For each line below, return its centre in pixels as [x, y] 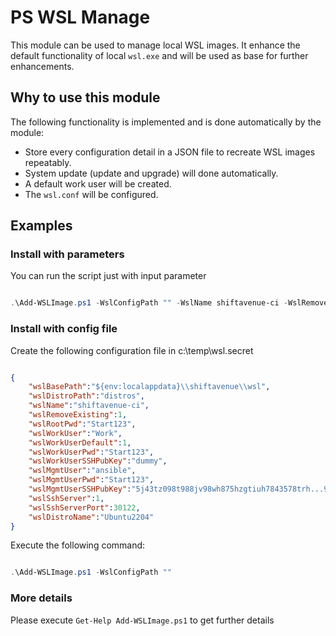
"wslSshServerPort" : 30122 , [84, 507]
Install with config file [64, 329]
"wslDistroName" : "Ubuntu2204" [91, 517]
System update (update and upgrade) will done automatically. [151, 173]
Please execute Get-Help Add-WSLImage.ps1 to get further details [142, 620]
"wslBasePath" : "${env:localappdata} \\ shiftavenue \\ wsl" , [149, 387]
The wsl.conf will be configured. [91, 194]
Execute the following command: [78, 545]
